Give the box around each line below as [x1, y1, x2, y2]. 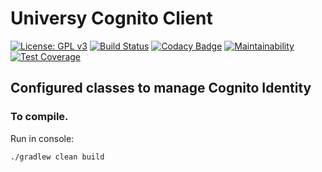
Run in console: [10, 132, 75, 144]
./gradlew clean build [10, 152, 105, 162]
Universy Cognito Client [10, 7, 213, 30]
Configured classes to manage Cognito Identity [10, 80, 312, 97]
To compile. [10, 110, 69, 124]
